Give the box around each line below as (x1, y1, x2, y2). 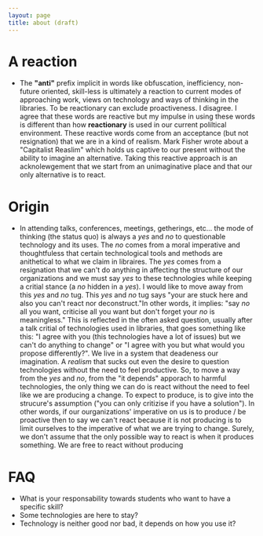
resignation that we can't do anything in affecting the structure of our (19, 265, 243, 275)
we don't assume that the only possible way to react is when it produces (19, 432, 254, 442)
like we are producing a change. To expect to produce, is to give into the (19, 390, 254, 400)
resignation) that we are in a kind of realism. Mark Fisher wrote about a (19, 137, 249, 146)
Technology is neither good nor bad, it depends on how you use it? (19, 519, 236, 528)
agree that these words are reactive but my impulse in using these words (19, 111, 255, 122)
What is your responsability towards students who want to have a (19, 494, 232, 503)
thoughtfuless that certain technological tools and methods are (19, 249, 224, 258)
